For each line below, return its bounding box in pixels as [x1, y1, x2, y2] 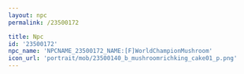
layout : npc [8, 11, 47, 19]
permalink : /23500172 [8, 19, 79, 26]
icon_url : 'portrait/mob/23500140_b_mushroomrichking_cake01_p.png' [8, 55, 238, 62]
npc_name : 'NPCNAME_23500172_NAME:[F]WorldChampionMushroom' [8, 48, 213, 55]
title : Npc [8, 33, 44, 41]
